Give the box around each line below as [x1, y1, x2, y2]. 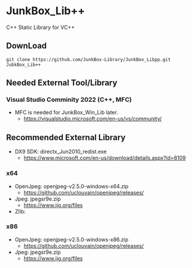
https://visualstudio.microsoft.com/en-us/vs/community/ [23, 115, 162, 122]
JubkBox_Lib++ [6, 62, 41, 67]
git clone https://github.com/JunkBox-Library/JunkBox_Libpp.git [6, 56, 171, 63]
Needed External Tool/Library [6, 78, 117, 88]
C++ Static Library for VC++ [6, 24, 75, 31]
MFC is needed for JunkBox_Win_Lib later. [14, 109, 119, 116]
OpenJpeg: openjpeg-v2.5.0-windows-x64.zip [14, 182, 129, 190]
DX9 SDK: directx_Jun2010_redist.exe [14, 148, 107, 155]
